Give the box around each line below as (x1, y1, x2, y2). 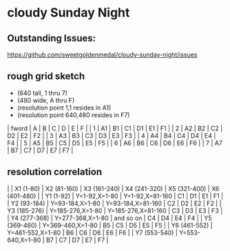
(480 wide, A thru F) (17, 96, 75, 104)
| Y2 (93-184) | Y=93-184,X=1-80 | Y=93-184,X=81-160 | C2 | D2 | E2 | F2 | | (7, 199, 222, 208)
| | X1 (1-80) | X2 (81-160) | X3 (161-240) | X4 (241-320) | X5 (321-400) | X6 (7, 184, 220, 192)
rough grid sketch (7, 70, 85, 82)
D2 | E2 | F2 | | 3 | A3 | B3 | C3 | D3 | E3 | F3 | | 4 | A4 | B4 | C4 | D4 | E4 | (7, 131, 216, 139)
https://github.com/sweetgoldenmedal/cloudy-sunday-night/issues (7, 50, 198, 59)
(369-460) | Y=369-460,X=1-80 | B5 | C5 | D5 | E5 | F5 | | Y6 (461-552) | (7, 221, 213, 229)
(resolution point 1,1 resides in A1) (17, 103, 112, 112)
